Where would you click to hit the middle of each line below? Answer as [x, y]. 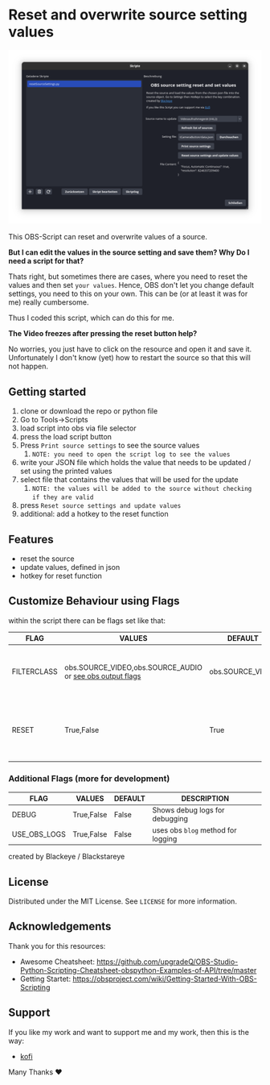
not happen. [28, 366]
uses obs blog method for [194, 830]
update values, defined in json [70, 567]
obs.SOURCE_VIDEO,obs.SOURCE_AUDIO [133, 667]
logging [165, 838]
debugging [170, 819]
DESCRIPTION [205, 799]
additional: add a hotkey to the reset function [94, 514]
